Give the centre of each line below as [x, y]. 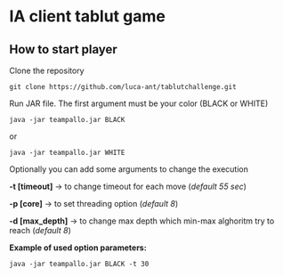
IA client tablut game [88, 16]
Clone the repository [47, 70]
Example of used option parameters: [78, 248]
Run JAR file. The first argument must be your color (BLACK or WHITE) [139, 103]
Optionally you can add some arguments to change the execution [129, 169]
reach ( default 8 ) [40, 230]
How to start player [63, 49]
